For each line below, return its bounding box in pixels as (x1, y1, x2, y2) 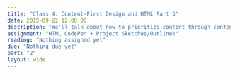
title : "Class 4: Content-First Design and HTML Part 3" (7, 10, 179, 18)
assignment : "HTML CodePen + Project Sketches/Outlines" (7, 30, 179, 37)
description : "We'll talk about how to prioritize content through (7, 23, 211, 30)
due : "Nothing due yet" (7, 43, 78, 50)
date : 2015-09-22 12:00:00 (7, 17, 87, 24)
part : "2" (7, 50, 37, 57)
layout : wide (7, 56, 46, 63)
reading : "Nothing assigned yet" (7, 37, 106, 44)
